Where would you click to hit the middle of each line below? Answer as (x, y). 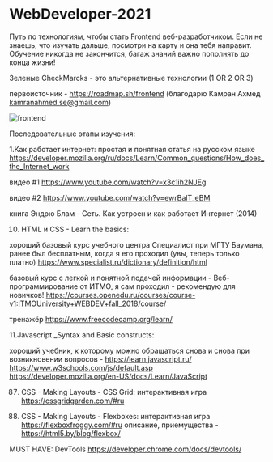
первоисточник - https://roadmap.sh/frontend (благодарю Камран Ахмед (135, 93)
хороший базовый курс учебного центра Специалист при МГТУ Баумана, (136, 244)
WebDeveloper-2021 (80, 14)
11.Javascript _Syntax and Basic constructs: (82, 335)
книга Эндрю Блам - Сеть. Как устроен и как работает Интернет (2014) (133, 213)
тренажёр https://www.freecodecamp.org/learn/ (91, 319)
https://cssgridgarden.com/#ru (73, 401)
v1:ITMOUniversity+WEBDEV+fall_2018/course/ (88, 303)
